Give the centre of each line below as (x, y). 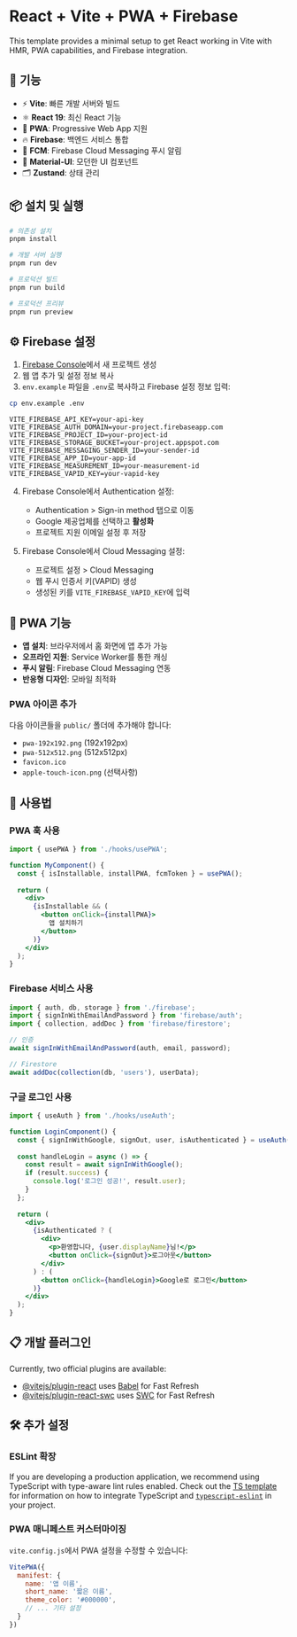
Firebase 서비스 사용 (51, 988)
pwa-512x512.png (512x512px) (75, 752)
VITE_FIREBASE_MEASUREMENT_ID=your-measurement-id (104, 466)
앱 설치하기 (66, 924)
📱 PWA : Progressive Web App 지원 (85, 128)
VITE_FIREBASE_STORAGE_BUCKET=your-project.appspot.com (114, 443)
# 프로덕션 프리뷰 (37, 303)
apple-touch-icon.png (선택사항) (80, 772)
